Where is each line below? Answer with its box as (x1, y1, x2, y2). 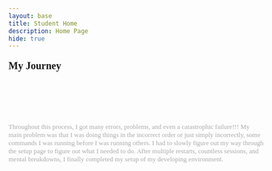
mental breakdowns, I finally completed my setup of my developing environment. (8, 155, 224, 164)
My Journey (8, 60, 62, 72)
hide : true (8, 34, 45, 43)
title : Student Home (8, 19, 79, 28)
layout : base (8, 11, 53, 20)
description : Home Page (8, 27, 89, 35)
